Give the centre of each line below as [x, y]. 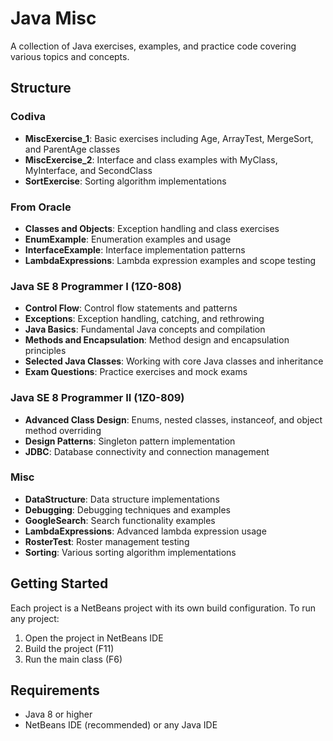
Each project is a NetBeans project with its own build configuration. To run [163, 608]
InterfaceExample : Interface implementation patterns [135, 249]
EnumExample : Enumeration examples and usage [128, 239]
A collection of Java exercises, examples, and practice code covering [153, 46]
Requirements [55, 690]
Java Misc [53, 18]
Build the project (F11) [69, 648]
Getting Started [59, 583]
